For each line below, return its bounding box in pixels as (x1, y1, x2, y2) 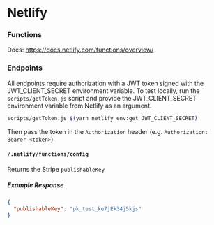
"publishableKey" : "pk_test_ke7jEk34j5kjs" (13, 205, 142, 212)
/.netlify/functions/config (7, 151, 89, 158)
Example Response (7, 181, 64, 189)
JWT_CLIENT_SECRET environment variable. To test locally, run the (7, 86, 200, 95)
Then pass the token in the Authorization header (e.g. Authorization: (7, 127, 208, 136)
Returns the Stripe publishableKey (7, 165, 105, 173)
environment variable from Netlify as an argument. (7, 101, 152, 110)
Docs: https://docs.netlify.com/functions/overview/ (7, 45, 154, 54)
